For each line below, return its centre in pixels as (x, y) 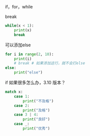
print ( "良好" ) (36, 119)
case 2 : (22, 105)
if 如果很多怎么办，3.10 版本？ (35, 83)
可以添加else (18, 45)
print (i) (23, 59)
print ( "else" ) (28, 72)
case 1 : (22, 96)
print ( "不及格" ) (38, 101)
